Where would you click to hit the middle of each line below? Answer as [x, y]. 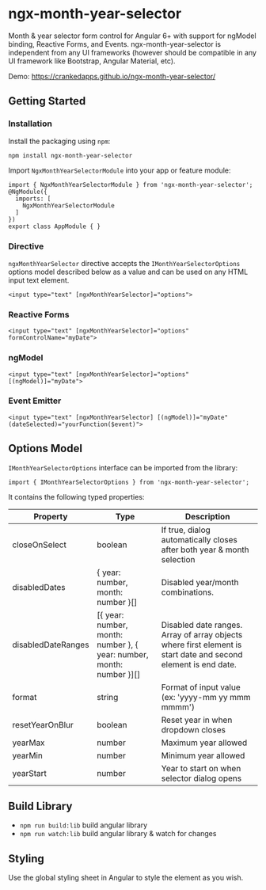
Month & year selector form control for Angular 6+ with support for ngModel [132, 36]
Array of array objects [202, 634]
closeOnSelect [40, 545]
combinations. [188, 592]
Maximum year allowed [204, 743]
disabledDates [39, 587]
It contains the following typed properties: [76, 496]
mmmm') [178, 707]
